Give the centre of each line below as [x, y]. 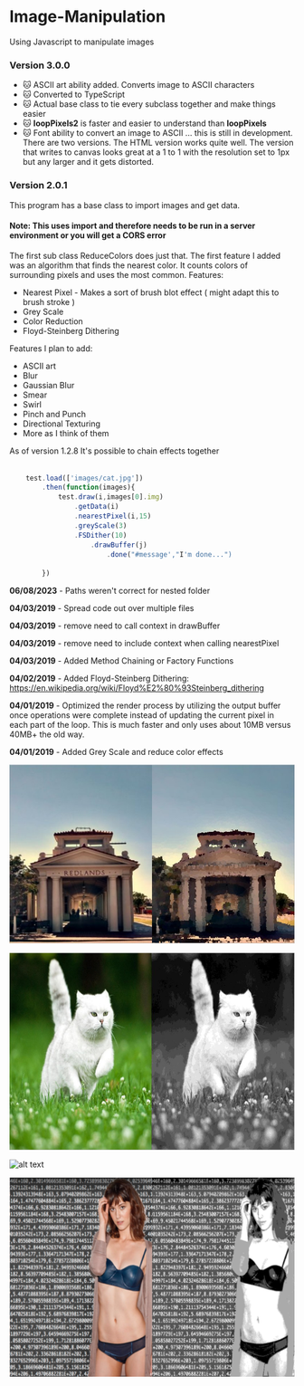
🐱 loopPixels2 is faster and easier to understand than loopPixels [144, 123]
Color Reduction [52, 321]
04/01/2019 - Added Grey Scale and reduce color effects [116, 752]
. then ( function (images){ [89, 487]
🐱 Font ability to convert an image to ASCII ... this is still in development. [157, 133]
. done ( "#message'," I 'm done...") [169, 554]
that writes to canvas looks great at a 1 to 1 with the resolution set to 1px [156, 152]
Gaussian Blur [48, 385]
